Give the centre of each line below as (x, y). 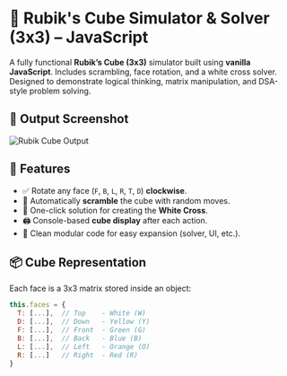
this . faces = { (38, 305)
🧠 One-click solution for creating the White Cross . (115, 210)
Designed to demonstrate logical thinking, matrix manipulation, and (133, 81)
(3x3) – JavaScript (79, 37)
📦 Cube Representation (78, 262)
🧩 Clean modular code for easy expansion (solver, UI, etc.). (131, 233)
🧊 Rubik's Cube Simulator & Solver (140, 18)
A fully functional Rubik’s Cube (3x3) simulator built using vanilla (130, 62)
